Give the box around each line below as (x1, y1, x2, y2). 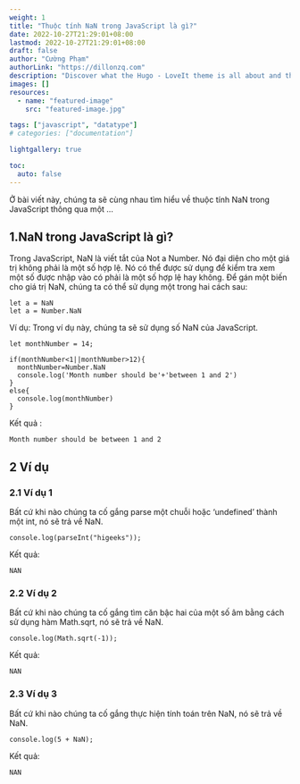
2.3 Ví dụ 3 (9, 687, 58, 700)
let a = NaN (9, 299, 54, 308)
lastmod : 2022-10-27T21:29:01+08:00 (9, 38, 146, 47)
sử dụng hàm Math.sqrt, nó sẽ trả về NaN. (9, 617, 163, 628)
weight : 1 (9, 13, 46, 22)
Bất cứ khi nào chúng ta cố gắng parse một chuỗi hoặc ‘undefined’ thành (9, 507, 279, 518)
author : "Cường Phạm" (9, 55, 90, 63)
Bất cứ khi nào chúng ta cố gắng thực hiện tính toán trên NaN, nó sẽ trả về (9, 708, 283, 719)
